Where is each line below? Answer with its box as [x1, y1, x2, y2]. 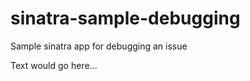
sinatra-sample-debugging [10, 7, 241, 30]
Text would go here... [10, 59, 98, 71]
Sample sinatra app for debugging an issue [10, 40, 188, 52]
